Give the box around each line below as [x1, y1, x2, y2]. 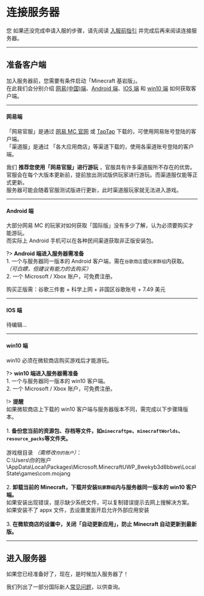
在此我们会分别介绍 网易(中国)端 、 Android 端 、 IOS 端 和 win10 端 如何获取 [6, 85, 191, 92]
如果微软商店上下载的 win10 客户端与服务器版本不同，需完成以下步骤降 [6, 405, 183, 413]
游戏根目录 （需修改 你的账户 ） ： [6, 449, 82, 456]
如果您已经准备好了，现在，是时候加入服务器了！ [6, 570, 129, 578]
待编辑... [6, 321, 27, 329]
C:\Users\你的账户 [6, 456, 52, 463]
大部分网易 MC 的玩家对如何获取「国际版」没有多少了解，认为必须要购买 [6, 222, 188, 229]
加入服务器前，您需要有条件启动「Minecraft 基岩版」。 [6, 77, 141, 84]
